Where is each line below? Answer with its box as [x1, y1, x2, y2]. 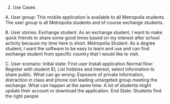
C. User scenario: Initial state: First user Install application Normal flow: [5, 61, 154, 66]
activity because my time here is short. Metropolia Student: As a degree [5, 40, 156, 46]
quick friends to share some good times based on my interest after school [5, 35, 160, 41]
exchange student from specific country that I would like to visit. [5, 51, 140, 57]
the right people [5, 93, 39, 99]
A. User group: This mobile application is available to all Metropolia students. [5, 14, 165, 20]
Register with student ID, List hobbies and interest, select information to [5, 66, 155, 72]
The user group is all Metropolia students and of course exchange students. [5, 20, 164, 25]
